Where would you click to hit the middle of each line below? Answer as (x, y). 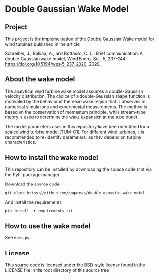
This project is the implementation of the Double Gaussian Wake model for (80, 39)
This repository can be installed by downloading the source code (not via (79, 169)
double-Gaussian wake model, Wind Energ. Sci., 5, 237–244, (66, 59)
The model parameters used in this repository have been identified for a (77, 126)
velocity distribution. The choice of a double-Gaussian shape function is (78, 96)
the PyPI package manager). (34, 174)
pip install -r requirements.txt (39, 211)
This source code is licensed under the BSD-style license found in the (75, 265)
